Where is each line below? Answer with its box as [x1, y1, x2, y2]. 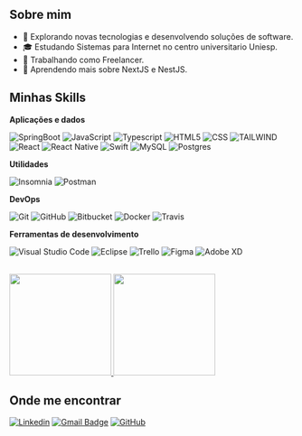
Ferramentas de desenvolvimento [9, 228, 139, 239]
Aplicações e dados [9, 114, 86, 125]
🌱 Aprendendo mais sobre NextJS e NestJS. [22, 63, 188, 75]
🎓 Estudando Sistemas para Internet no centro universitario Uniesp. [22, 41, 278, 52]
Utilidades [9, 158, 49, 170]
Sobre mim [9, 7, 72, 23]
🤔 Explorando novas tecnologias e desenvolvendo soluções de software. [22, 31, 294, 42]
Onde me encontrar [9, 393, 122, 409]
